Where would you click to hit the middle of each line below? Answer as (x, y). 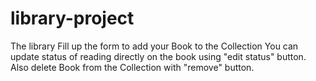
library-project (72, 18)
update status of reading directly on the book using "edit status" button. (158, 56)
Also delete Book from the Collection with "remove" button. (132, 67)
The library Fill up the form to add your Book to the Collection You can (154, 46)
